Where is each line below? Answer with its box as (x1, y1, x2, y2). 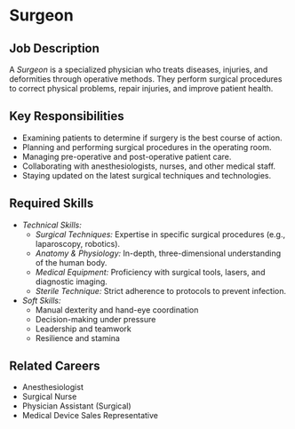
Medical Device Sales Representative (21, 410, 158, 421)
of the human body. (35, 257, 108, 267)
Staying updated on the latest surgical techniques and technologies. (21, 170, 272, 180)
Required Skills (9, 196, 94, 211)
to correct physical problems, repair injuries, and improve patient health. (9, 83, 274, 93)
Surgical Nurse (21, 392, 77, 402)
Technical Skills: (21, 219, 82, 230)
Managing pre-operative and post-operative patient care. (21, 151, 232, 162)
